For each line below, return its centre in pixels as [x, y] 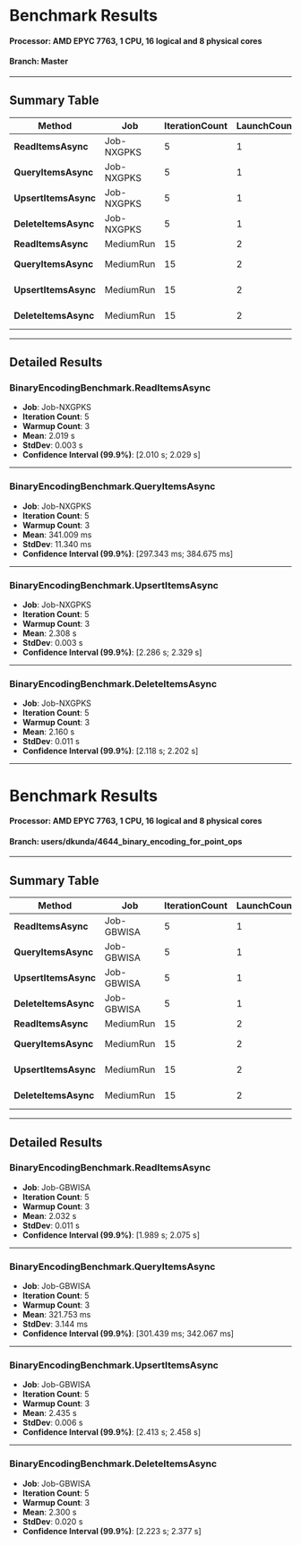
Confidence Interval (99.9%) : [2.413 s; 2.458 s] [112, 1432]
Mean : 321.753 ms [56, 1315]
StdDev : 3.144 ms [55, 1324]
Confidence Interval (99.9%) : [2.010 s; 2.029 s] [112, 455]
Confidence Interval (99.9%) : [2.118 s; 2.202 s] [110, 751]
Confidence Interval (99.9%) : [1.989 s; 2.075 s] [111, 1235]
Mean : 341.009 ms [57, 535]
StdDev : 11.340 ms [57, 544]
